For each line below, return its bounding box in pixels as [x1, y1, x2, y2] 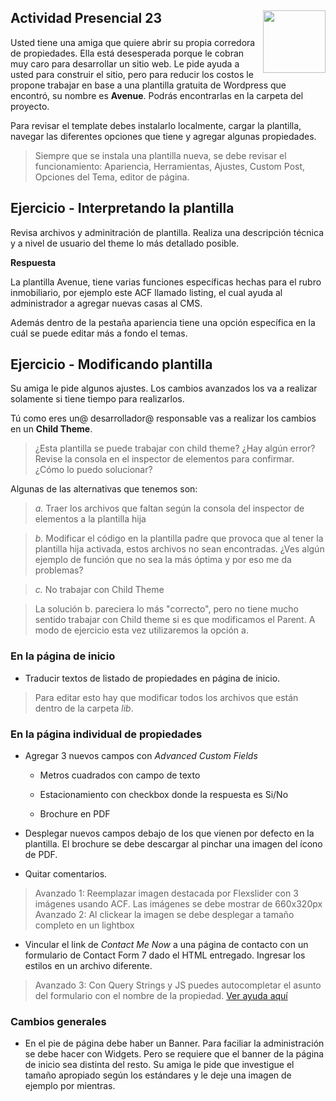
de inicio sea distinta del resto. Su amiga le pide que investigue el [24, 1059, 295, 1071]
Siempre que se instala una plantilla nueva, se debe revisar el [34, 149, 287, 161]
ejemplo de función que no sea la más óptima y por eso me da [34, 554, 292, 566]
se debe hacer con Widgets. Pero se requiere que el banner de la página [24, 1048, 325, 1060]
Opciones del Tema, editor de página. [34, 171, 190, 183]
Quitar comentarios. [24, 868, 108, 880]
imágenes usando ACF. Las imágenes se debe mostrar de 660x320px [34, 898, 323, 910]
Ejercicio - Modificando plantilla [10, 356, 213, 373]
